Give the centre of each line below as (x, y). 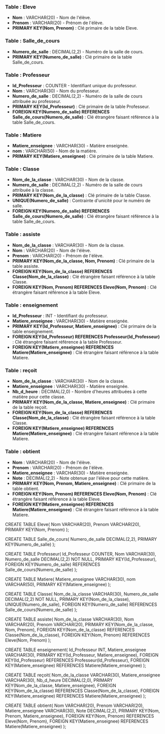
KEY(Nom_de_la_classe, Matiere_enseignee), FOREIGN (61, 685)
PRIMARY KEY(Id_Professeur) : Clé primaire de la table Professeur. (81, 106)
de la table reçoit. (30, 407)
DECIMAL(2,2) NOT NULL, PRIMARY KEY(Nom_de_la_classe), (68, 599)
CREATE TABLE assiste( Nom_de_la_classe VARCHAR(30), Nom (70, 619)
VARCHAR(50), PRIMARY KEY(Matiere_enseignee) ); (58, 584)
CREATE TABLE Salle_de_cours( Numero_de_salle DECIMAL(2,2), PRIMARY (81, 539)
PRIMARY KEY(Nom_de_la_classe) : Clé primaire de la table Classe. (82, 195)
